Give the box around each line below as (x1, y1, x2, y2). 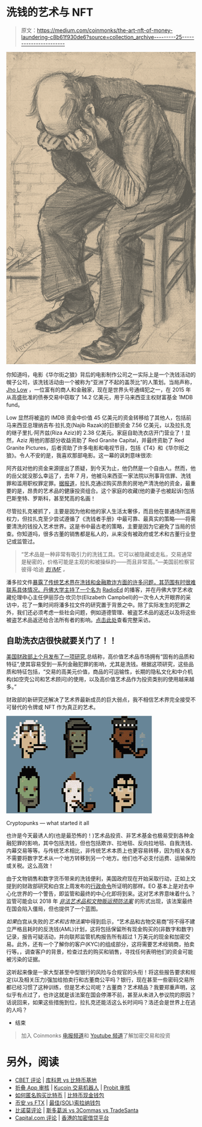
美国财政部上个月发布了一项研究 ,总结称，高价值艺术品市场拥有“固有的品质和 (6, 653, 195, 660)
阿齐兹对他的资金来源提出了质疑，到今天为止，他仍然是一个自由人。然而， (6, 464, 191, 472)
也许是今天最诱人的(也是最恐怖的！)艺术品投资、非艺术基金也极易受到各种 (6, 832, 189, 839)
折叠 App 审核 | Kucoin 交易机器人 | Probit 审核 (14, 1084, 130, 1091)
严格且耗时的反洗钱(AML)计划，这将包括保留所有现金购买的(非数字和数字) (11, 925, 194, 933)
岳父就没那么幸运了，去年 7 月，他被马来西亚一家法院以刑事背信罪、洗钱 (11, 472, 191, 479)
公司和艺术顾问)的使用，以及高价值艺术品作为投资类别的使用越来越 (29, 675, 195, 682)
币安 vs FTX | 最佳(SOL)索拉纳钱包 (14, 1099, 101, 1106)
